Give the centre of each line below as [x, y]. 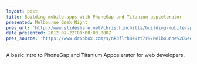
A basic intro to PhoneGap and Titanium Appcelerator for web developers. [96, 55]
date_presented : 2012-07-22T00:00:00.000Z [59, 33]
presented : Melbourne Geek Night [47, 22]
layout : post [22, 11]
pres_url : [18, 28]
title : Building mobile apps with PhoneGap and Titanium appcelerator [94, 17]
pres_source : [22, 38]
